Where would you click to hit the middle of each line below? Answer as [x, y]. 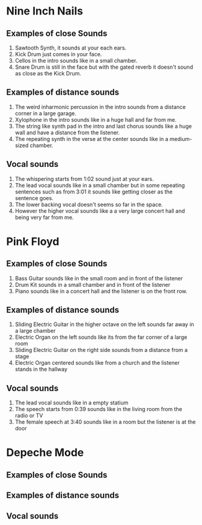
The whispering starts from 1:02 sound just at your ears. [84, 178]
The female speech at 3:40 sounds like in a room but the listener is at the [105, 422]
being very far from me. [44, 217]
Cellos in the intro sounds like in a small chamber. [76, 61]
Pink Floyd [33, 241]
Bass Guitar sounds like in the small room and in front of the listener [99, 278]
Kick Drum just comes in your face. [58, 54]
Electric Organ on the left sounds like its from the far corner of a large [101, 337]
